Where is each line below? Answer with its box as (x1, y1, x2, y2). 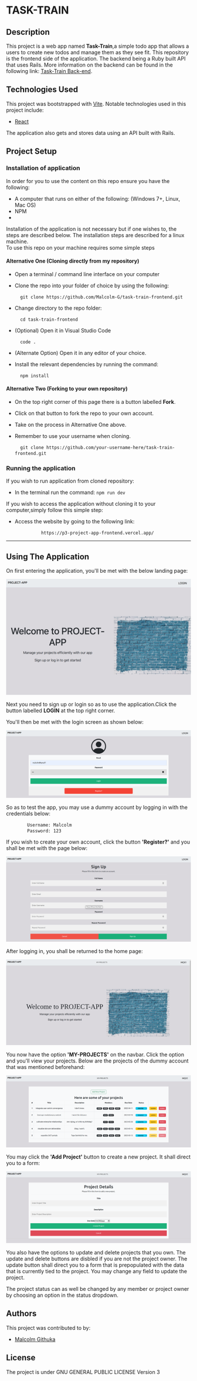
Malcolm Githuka (14, 1336, 56, 1343)
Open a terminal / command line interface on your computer (14, 270, 160, 277)
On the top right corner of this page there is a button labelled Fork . (14, 398, 176, 405)
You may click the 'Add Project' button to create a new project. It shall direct (6, 1153, 191, 1160)
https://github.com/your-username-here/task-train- (46, 444, 175, 450)
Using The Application (6, 552, 90, 562)
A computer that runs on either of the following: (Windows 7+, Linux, (14, 195, 181, 202)
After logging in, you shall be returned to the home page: (6, 948, 143, 955)
